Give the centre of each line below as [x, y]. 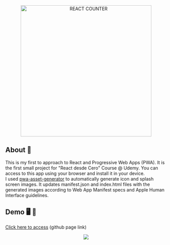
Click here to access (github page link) [46, 227]
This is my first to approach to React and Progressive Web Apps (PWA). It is [85, 162]
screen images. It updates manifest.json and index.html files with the [78, 184]
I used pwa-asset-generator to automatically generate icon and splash [79, 179]
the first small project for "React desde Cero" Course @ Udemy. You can [82, 168]
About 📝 [18, 150]
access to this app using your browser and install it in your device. [75, 173]
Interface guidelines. [27, 195]
